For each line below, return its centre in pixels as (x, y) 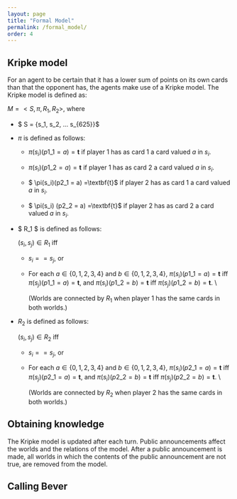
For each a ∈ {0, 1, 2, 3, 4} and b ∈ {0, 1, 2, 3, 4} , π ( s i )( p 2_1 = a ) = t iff (129, 369)
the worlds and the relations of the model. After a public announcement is (115, 448)
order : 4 (20, 34)
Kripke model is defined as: (47, 95)
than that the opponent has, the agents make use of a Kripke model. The (113, 88)
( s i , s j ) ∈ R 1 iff (38, 243)
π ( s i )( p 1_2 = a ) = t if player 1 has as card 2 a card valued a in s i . (121, 168)
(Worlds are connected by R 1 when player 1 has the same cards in (124, 299)
